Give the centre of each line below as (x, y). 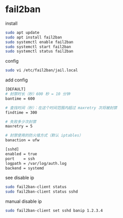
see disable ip (20, 178)
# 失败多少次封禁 (21, 122)
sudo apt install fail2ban (34, 37)
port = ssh (20, 159)
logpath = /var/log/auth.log (36, 163)
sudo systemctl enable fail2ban (39, 42)
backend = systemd (25, 168)
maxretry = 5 (19, 126)
